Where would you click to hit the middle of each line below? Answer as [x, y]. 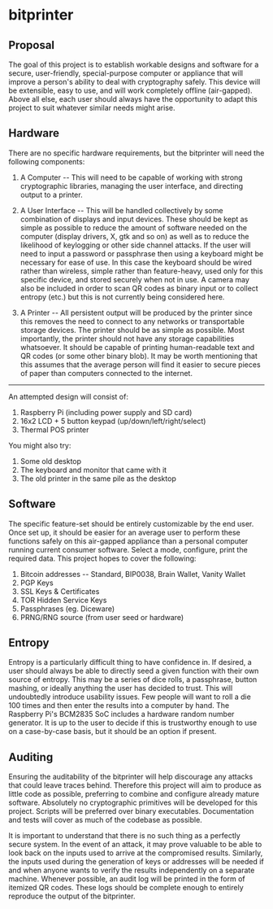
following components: [47, 161]
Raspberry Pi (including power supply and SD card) [106, 412]
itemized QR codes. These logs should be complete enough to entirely [126, 888]
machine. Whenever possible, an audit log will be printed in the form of [127, 879]
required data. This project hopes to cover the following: [102, 558]
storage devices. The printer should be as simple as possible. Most [132, 330]
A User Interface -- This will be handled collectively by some [121, 210]
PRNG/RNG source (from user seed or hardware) [102, 617]
